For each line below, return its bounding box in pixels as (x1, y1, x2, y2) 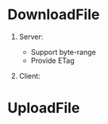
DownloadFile (7, 6, 100, 24)
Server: (18, 32, 44, 41)
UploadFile (7, 99, 80, 117)
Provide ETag (30, 56, 75, 65)
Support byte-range (30, 47, 96, 56)
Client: (18, 71, 40, 80)
